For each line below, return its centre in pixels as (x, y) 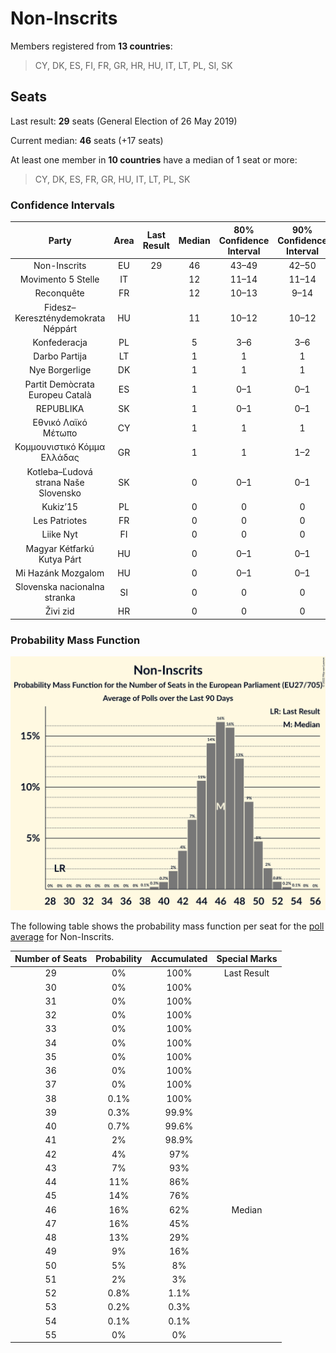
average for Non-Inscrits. (62, 936)
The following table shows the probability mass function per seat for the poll (167, 926)
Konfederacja (60, 342)
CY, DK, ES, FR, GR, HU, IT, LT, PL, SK (112, 179)
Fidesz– (60, 307)
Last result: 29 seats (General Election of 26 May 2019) (124, 121)
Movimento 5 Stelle (59, 279)
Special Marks (247, 959)
